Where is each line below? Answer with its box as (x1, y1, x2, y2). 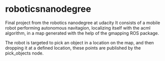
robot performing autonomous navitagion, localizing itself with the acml (5, 25, 151, 30)
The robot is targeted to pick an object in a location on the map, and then (5, 39, 154, 45)
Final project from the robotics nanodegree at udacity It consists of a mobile (5, 20, 160, 26)
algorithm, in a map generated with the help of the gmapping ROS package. (5, 30, 160, 36)
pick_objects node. (5, 50, 44, 56)
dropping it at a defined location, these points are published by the (5, 45, 141, 51)
